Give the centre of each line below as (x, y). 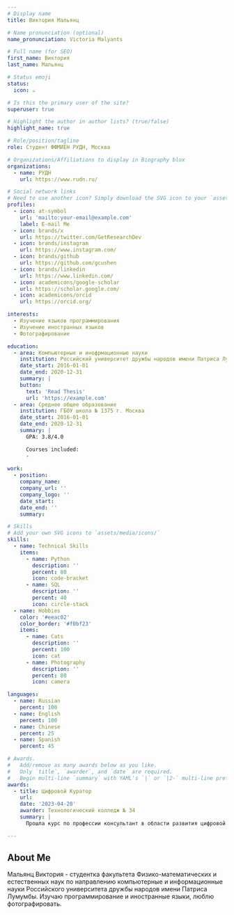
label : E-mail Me (45, 224)
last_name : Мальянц (36, 65)
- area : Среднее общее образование (65, 404)
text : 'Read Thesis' (55, 391)
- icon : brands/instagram (51, 244)
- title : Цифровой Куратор (53, 791)
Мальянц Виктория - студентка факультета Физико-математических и (112, 875)
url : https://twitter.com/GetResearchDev (80, 237)
